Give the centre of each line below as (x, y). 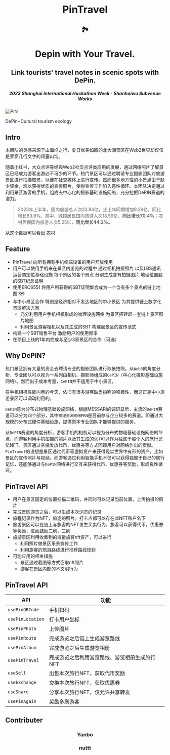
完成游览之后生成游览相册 (79, 648)
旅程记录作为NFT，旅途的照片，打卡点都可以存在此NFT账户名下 (79, 518)
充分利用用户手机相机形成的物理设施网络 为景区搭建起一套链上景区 (90, 314)
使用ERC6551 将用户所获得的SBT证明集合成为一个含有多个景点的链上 (84, 287)
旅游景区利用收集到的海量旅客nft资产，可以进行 (62, 537)
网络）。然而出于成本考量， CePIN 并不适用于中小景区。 (61, 381)
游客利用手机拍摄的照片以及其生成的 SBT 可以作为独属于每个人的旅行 (88, 439)
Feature (18, 249)
